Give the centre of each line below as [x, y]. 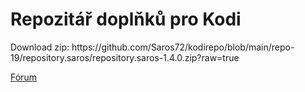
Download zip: [40, 47]
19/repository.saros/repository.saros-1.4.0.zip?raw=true [125, 57]
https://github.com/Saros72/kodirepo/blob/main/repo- [183, 47]
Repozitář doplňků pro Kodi [126, 19]
